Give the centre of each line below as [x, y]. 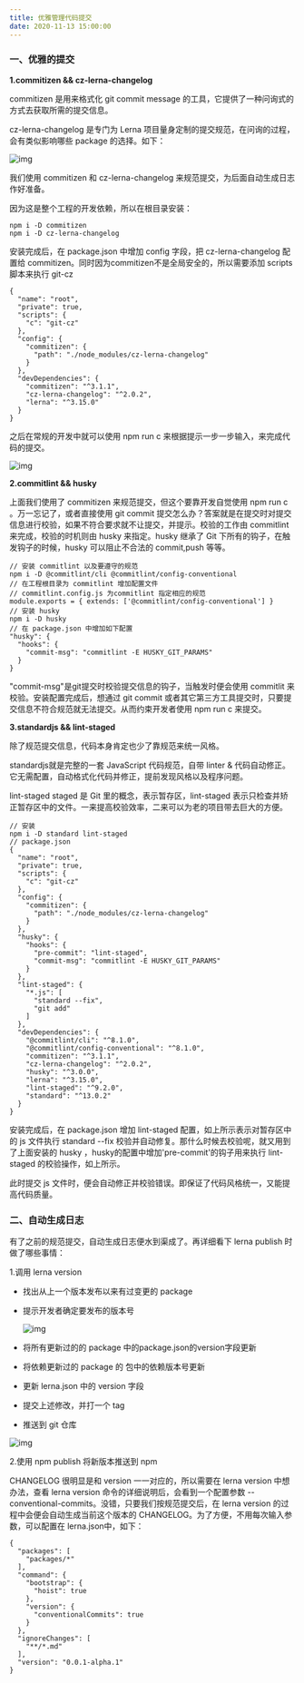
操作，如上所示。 [93, 1163]
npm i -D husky [38, 619]
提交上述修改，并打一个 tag [74, 1405]
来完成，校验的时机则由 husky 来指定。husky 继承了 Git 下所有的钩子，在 [146, 535]
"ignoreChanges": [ [54, 1639]
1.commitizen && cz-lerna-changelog [81, 80]
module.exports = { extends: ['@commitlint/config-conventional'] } [142, 601]
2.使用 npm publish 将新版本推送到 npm [83, 1462]
